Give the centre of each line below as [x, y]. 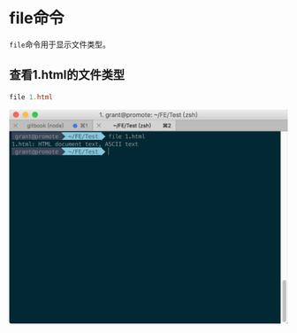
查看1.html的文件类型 [67, 75]
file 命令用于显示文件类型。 [60, 44]
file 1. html [31, 97]
